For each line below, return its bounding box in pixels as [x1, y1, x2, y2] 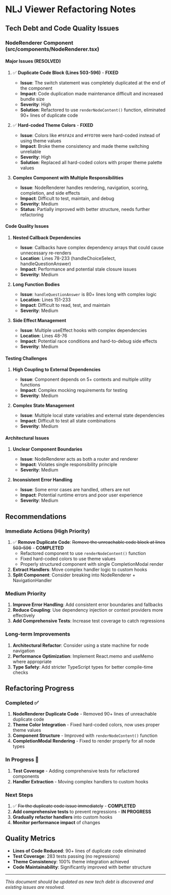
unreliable [20, 148, 42, 154]
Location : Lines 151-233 [20, 297, 71, 303]
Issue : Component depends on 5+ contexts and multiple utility [20, 376, 152, 383]
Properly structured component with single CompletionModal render [20, 561, 164, 567]
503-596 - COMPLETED [12, 545, 64, 551]
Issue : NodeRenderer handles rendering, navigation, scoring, [20, 185, 149, 191]
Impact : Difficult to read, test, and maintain [20, 302, 110, 308]
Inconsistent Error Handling [12, 477, 73, 483]
